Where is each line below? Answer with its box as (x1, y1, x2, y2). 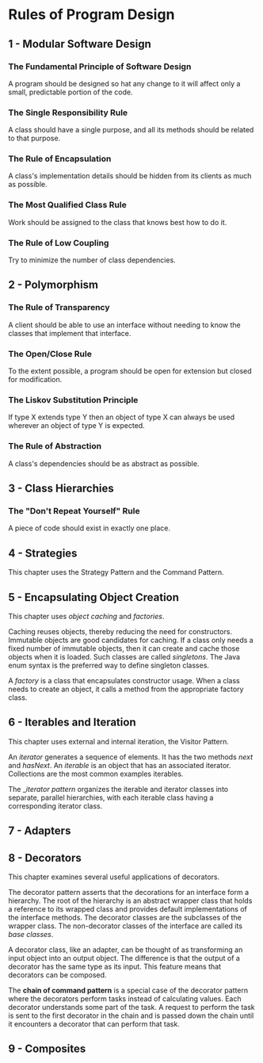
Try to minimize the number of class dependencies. (8, 255, 176, 265)
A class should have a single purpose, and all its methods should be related (8, 125, 254, 135)
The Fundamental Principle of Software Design (8, 61, 192, 72)
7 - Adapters (8, 824, 71, 838)
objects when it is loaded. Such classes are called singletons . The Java (8, 652, 240, 661)
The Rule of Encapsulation (8, 153, 112, 164)
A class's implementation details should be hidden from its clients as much (8, 171, 252, 181)
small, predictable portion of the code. (8, 87, 133, 97)
